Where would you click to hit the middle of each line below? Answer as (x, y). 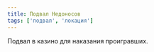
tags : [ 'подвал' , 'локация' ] (50, 21)
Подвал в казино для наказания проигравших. (78, 41)
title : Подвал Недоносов (44, 14)
